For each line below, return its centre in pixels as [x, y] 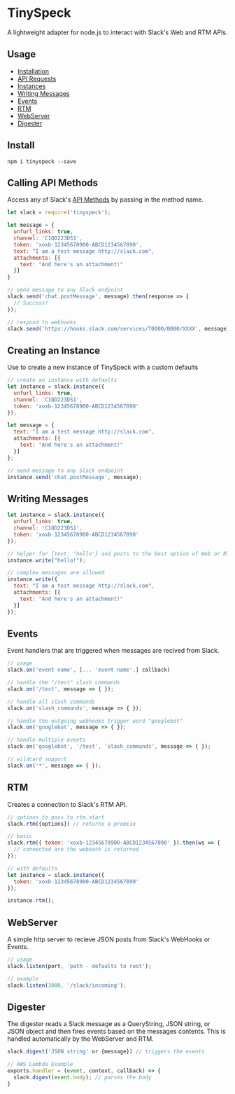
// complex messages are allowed [56, 573]
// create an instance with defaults [62, 380]
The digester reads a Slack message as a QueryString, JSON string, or [109, 1024]
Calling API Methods [53, 182]
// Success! [31, 303]
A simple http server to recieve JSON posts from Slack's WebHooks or [109, 939]
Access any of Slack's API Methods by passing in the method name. [106, 200]
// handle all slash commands [51, 702]
